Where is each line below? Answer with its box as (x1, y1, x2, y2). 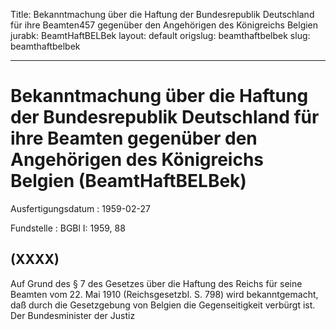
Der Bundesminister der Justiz (10, 309, 136, 321)
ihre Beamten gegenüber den (10, 127, 258, 150)
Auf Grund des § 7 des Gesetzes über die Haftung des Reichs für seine (10, 277, 303, 289)
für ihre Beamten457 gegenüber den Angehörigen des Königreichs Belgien (10, 19, 319, 31)
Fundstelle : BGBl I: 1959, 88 (10, 222, 126, 234)
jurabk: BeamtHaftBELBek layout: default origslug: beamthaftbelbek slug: (10, 30, 311, 41)
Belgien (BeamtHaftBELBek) (10, 170, 247, 193)
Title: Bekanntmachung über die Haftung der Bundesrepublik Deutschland (10, 9, 315, 20)
